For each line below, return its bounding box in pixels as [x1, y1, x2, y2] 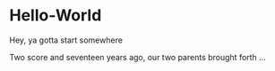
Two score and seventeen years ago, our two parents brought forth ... [9, 51, 266, 62]
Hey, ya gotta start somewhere [9, 35, 124, 45]
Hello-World [9, 5, 102, 26]
